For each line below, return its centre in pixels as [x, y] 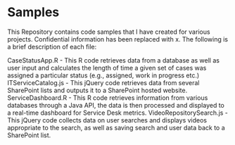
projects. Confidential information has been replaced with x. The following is [118, 39]
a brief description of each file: [52, 46]
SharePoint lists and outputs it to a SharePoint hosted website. [97, 90]
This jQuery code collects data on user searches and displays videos [107, 120]
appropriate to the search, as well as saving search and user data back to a [116, 127]
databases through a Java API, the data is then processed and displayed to [116, 105]
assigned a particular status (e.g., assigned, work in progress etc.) [103, 75]
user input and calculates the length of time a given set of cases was [107, 68]
